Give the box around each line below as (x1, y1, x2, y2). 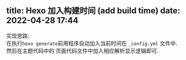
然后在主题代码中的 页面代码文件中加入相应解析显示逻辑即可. (6, 47, 159, 54)
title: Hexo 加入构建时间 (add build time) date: (6, 5, 181, 16)
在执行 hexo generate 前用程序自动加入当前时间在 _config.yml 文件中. (6, 40, 177, 47)
